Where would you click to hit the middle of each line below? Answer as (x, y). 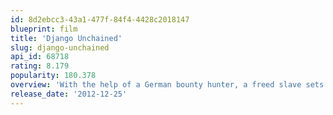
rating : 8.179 (40, 66)
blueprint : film (44, 29)
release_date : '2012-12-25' (69, 94)
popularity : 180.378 (53, 76)
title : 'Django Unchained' (66, 38)
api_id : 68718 (40, 57)
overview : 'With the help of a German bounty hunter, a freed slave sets (167, 85)
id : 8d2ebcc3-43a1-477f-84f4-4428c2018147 (100, 19)
